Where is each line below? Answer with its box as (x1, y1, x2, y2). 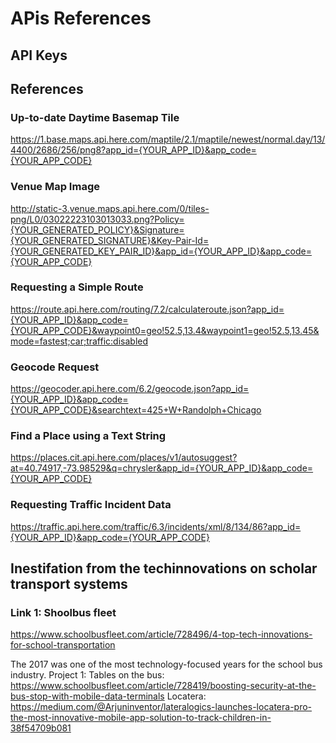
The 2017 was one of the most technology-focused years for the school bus (10, 658, 323, 671)
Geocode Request (10, 360, 100, 374)
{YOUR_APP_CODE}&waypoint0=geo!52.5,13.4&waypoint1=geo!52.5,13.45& (10, 324, 320, 336)
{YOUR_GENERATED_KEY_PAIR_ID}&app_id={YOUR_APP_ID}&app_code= (10, 245, 312, 257)
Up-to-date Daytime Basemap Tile (10, 110, 180, 124)
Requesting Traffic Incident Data (10, 498, 172, 512)
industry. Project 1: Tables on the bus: (10, 669, 165, 681)
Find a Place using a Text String (10, 429, 167, 443)
